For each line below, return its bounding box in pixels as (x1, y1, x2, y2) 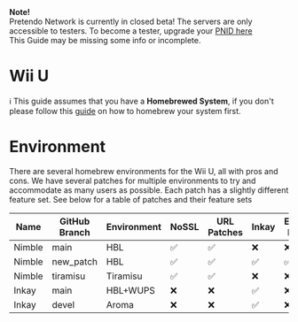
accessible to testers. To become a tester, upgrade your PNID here (9, 26, 253, 36)
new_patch (51, 255, 98, 267)
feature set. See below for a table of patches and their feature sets (9, 194, 253, 204)
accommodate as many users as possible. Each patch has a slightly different (9, 184, 289, 195)
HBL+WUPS (106, 284, 155, 296)
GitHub (59, 215, 90, 227)
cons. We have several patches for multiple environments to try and (9, 175, 256, 186)
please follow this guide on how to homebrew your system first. (9, 105, 241, 116)
